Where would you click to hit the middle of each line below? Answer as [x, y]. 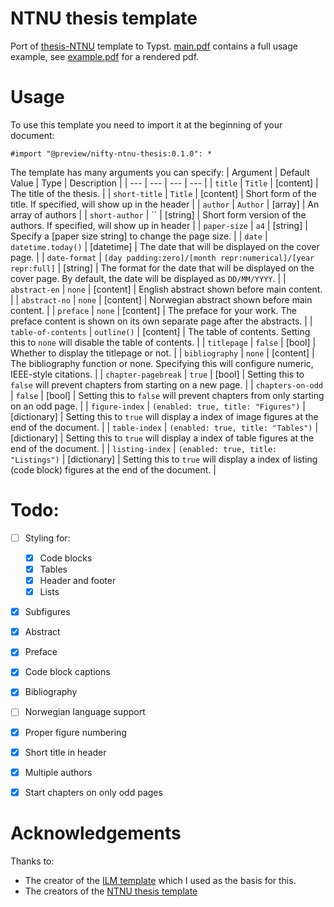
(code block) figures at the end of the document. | [113, 469]
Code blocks [66, 558]
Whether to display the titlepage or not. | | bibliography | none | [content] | [162, 353]
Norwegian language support [85, 712]
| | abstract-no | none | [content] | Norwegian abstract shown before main [161, 299]
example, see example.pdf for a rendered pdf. [105, 56]
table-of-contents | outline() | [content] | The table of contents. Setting [160, 331]
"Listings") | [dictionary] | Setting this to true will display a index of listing [164, 459]
